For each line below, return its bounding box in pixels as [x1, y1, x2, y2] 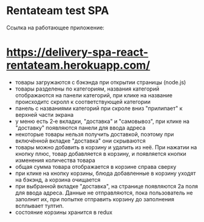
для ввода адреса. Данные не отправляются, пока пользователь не [15, 189, 194, 196]
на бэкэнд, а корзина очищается [15, 176, 101, 183]
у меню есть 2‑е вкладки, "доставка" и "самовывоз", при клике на [15, 117, 190, 125]
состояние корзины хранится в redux [15, 209, 113, 216]
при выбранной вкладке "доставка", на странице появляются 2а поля [15, 182, 199, 190]
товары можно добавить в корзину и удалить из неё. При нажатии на [15, 143, 197, 150]
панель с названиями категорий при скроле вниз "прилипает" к [15, 105, 183, 112]
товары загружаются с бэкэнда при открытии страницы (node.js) [15, 78, 186, 86]
